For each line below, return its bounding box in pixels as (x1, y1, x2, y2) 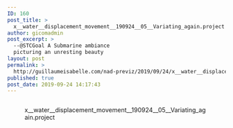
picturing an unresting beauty (13, 49, 104, 56)
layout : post (7, 55, 45, 62)
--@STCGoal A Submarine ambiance (13, 42, 110, 49)
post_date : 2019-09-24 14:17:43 (7, 81, 101, 88)
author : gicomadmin (7, 29, 64, 37)
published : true (7, 74, 54, 82)
